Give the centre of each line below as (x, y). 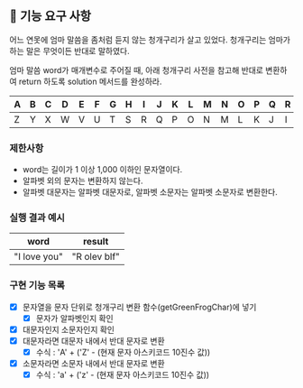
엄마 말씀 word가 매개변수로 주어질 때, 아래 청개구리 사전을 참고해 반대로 (137, 69)
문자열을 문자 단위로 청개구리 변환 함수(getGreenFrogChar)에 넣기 (139, 307)
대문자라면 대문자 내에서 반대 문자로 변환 (93, 340)
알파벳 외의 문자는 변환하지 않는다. (83, 181)
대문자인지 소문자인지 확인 (69, 329)
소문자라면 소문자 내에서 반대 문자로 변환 (93, 364)
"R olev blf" (96, 257)
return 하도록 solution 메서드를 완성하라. (90, 81)
